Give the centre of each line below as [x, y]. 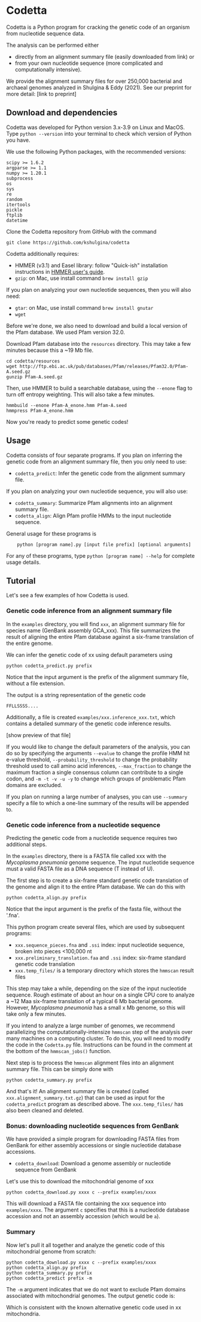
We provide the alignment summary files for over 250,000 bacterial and [94, 81]
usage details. [23, 562]
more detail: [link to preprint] [41, 94]
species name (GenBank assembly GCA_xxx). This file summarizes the [93, 630]
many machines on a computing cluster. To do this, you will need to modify [98, 1038]
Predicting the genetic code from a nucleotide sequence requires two [92, 838]
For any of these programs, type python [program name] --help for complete [100, 555]
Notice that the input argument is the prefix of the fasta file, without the [94, 909]
